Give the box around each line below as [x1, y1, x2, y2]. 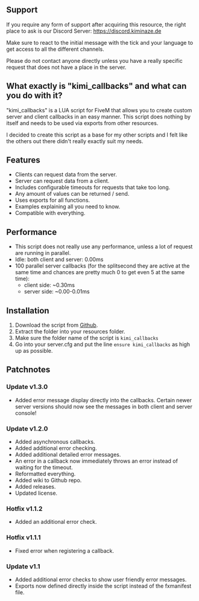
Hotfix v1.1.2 [6, 504, 43, 513]
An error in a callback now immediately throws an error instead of [14, 457, 178, 464]
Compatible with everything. [14, 210, 86, 217]
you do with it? [6, 91, 63, 101]
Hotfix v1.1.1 [6, 533, 41, 542]
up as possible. [14, 347, 53, 355]
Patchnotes [6, 365, 51, 375]
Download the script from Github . [14, 321, 98, 329]
